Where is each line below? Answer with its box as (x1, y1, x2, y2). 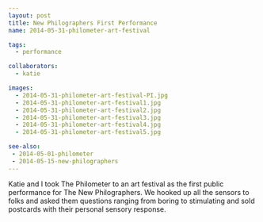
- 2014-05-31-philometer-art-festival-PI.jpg (15, 91, 169, 99)
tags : (8, 40, 26, 48)
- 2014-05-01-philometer (11, 150, 93, 158)
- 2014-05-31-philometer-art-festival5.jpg (15, 128, 161, 136)
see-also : (8, 143, 41, 151)
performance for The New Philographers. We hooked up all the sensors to (8, 187, 250, 197)
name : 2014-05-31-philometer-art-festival (8, 26, 151, 34)
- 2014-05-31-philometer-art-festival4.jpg (15, 121, 161, 129)
